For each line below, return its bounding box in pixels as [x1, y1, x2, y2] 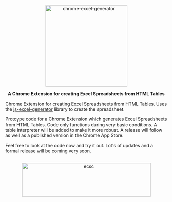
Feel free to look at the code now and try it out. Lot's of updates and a [5, 143, 153, 148]
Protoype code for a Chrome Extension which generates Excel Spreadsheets [5, 116, 167, 122]
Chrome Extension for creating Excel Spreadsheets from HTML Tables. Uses [5, 100, 167, 107]
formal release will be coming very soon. [5, 148, 91, 154]
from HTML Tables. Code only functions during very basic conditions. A [5, 122, 158, 128]
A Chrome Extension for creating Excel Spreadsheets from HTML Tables [7, 91, 165, 97]
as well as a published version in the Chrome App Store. [5, 132, 124, 138]
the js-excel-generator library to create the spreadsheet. [5, 106, 125, 112]
